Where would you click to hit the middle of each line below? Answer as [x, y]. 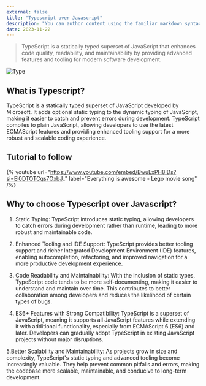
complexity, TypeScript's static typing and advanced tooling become [93, 358]
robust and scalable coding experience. [56, 138]
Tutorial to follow [39, 157]
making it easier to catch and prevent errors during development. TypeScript [103, 119]
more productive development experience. [69, 263]
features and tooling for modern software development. [91, 59]
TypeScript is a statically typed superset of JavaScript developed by [93, 105]
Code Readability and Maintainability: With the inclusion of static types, [105, 275]
